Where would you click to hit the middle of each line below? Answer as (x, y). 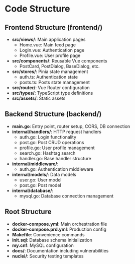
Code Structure (37, 9)
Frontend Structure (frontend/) (54, 27)
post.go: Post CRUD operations (52, 142)
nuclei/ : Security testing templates (48, 256)
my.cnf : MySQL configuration (43, 245)
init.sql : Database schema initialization (52, 240)
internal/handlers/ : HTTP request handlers (56, 131)
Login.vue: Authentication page (52, 50)
